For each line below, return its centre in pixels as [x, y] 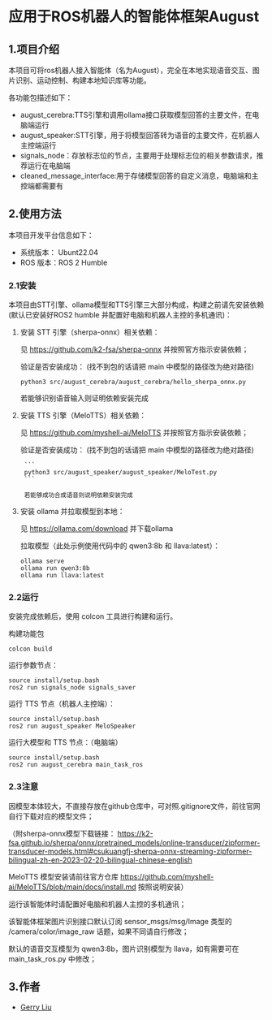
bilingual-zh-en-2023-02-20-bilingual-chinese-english [100, 860]
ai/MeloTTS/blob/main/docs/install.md [72, 887]
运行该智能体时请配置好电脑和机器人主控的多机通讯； [97, 904]
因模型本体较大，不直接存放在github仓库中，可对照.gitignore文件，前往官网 [135, 806]
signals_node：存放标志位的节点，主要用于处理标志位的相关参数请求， [138, 156]
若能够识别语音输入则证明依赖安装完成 [84, 398]
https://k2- [136, 833]
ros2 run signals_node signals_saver [72, 688]
